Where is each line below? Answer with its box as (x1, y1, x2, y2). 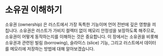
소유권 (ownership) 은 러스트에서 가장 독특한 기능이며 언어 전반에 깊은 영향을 (5, 21, 151, 27)
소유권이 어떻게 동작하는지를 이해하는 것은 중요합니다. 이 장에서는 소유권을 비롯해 (5, 34, 159, 39)
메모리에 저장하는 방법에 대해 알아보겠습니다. (10, 46, 95, 52)
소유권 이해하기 (5, 4, 62, 16)
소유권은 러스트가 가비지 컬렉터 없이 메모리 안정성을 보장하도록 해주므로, (19, 27, 156, 33)
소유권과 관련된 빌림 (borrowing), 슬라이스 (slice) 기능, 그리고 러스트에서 (5, 39, 144, 45)
